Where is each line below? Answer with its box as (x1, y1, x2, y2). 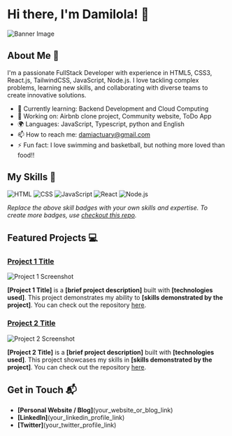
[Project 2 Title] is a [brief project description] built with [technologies (7, 348, 215, 356)
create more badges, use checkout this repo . (7, 210, 137, 219)
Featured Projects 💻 (7, 231, 99, 244)
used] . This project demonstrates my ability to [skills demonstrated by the (7, 294, 224, 302)
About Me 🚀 (7, 50, 59, 62)
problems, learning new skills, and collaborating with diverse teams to (7, 83, 208, 92)
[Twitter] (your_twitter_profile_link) (17, 421, 117, 430)
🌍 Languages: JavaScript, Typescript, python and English (17, 119, 185, 128)
